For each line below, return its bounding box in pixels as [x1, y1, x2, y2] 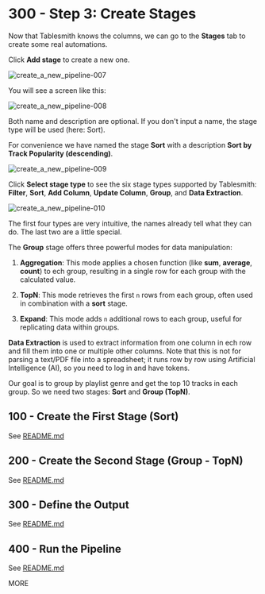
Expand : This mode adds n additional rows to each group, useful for [19, 314, 243, 323]
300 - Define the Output [8, 498, 129, 511]
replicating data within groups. [19, 322, 120, 332]
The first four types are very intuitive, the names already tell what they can [8, 218, 252, 228]
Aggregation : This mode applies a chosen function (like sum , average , [19, 257, 252, 267]
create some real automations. [8, 39, 108, 48]
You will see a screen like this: [8, 85, 106, 95]
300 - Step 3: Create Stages [8, 5, 197, 23]
